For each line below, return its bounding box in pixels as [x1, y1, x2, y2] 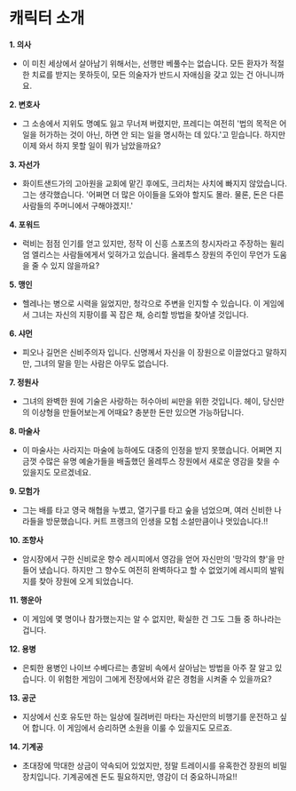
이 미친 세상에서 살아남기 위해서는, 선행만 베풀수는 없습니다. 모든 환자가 [21, 58, 269, 68]
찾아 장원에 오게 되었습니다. [38, 575, 134, 587]
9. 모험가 [9, 485, 40, 496]
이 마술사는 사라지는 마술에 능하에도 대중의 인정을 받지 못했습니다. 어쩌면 [21, 444, 273, 455]
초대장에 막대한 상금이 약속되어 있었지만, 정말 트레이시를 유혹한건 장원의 [21, 760, 271, 771]
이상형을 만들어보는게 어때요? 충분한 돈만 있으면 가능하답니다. [31, 406, 245, 418]
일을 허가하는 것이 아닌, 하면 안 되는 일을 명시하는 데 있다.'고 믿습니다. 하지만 [21, 129, 286, 140]
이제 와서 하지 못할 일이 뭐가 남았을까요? [21, 140, 161, 151]
